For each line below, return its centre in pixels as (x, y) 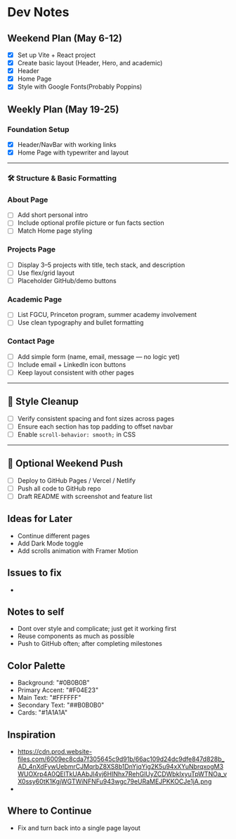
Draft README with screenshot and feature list (85, 496)
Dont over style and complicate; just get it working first (97, 629)
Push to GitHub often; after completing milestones (90, 644)
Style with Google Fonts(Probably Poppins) (80, 87)
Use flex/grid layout (46, 273)
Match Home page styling (55, 231)
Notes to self (36, 612)
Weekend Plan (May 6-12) (65, 38)
